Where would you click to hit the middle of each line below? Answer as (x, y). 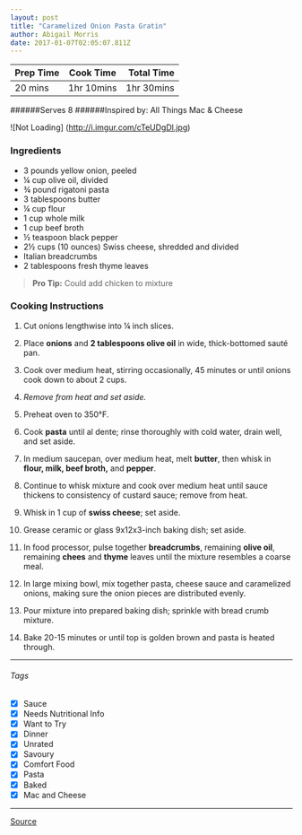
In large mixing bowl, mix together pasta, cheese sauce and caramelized (157, 583)
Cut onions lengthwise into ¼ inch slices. (98, 326)
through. (39, 647)
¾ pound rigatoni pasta (66, 189)
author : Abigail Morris (55, 34)
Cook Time (92, 73)
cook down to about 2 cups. (75, 379)
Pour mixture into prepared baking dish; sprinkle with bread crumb (146, 610)
